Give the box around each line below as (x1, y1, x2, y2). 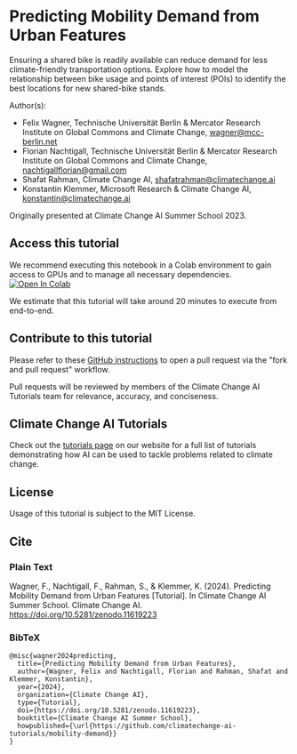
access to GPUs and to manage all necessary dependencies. (9, 269, 232, 279)
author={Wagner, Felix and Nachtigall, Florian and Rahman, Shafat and (17, 667, 289, 677)
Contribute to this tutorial (9, 331, 153, 346)
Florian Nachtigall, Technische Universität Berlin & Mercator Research (21, 145, 277, 156)
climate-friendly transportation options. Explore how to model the (9, 64, 249, 75)
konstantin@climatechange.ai (21, 193, 131, 204)
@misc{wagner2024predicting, (9, 652, 117, 661)
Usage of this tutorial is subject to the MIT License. (9, 509, 196, 519)
